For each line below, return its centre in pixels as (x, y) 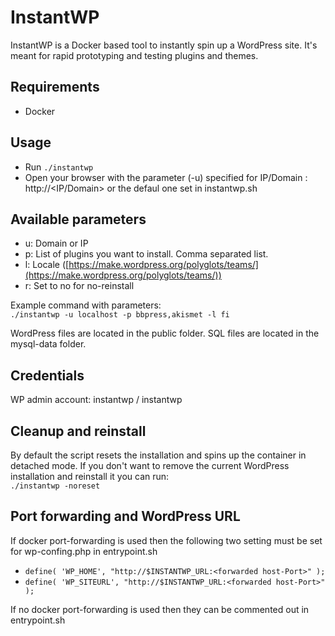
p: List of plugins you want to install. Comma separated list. (146, 254)
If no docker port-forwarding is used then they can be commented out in (160, 609)
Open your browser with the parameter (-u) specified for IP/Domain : (166, 177)
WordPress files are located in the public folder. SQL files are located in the (165, 333)
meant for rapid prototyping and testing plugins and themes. (134, 55)
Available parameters (78, 219)
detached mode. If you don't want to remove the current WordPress (150, 465)
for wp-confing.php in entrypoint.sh (84, 551)
